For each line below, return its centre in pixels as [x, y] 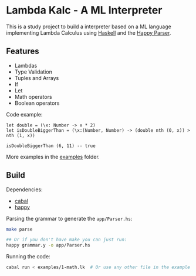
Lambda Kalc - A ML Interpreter [84, 10]
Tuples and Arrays [37, 78]
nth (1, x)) [21, 135]
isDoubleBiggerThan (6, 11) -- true [51, 146]
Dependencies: [24, 189]
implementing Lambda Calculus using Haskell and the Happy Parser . [89, 32]
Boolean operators [37, 103]
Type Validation [33, 72]
